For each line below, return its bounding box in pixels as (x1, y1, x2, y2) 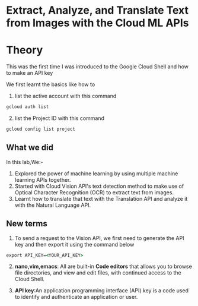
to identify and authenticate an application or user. (14, 294, 138, 301)
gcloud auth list (6, 104, 49, 110)
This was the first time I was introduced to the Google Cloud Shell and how (6, 63, 189, 70)
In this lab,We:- (6, 158, 43, 165)
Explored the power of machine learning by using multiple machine (14, 170, 178, 177)
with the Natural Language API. (14, 201, 91, 209)
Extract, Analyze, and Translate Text (6, 4, 189, 17)
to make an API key (6, 70, 53, 77)
